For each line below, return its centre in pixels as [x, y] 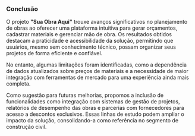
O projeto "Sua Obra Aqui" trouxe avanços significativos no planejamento [97, 22]
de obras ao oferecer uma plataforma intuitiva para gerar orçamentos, [92, 28]
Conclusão [22, 9]
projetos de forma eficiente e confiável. [54, 53]
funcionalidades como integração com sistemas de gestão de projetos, [93, 102]
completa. [18, 84]
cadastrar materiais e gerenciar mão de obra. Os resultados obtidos [89, 34]
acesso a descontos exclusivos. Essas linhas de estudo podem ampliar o [95, 114]
